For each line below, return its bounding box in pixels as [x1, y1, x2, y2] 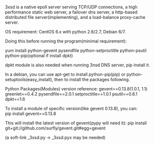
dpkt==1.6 [5, 96, 25, 102]
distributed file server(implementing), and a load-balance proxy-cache [5, 14, 146, 20]
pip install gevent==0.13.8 [5, 111, 57, 116]
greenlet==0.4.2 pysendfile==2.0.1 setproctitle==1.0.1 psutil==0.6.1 [5, 91, 138, 97]
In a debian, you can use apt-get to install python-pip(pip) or [5, 72, 126, 77]
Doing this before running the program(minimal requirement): [5, 38, 127, 44]
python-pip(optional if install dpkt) [5, 53, 73, 58]
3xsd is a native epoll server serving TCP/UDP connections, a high [5, 4, 138, 10]
